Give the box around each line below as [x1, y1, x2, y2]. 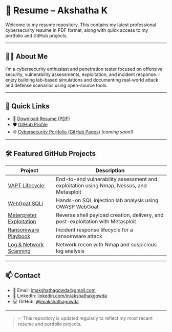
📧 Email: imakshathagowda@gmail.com [12, 287, 96, 294]
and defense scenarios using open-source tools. [5, 82, 108, 88]
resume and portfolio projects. [17, 321, 82, 327]
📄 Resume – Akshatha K [5, 5, 108, 16]
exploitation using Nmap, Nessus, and [56, 182, 147, 189]
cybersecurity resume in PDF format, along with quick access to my [5, 27, 148, 33]
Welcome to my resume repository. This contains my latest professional [5, 22, 156, 28]
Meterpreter [8, 211, 37, 219]
